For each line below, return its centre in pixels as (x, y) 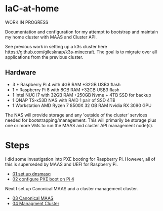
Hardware (20, 73)
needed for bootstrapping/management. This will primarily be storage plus (81, 120)
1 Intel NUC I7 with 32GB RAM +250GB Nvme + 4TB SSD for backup (82, 95)
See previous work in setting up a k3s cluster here (56, 46)
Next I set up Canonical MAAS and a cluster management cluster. (72, 188)
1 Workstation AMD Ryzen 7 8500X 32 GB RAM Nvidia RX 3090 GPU (82, 105)
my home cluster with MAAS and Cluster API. (51, 37)
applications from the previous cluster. (44, 57)
